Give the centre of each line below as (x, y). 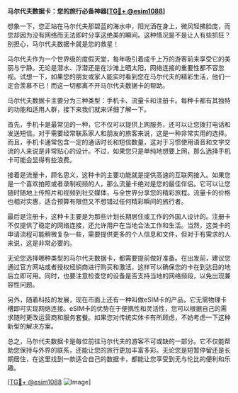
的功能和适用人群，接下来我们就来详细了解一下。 (79, 109)
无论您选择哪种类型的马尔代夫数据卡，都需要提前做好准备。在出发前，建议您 (119, 258)
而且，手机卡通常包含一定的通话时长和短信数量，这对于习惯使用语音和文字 (116, 142)
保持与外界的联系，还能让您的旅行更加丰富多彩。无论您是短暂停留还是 (122, 350)
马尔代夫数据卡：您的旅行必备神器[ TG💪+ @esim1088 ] (86, 11)
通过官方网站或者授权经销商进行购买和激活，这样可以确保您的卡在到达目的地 (119, 267)
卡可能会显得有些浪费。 (41, 160)
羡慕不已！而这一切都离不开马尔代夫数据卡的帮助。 (94, 85)
